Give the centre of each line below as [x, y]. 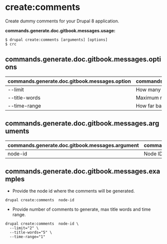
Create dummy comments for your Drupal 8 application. [62, 21]
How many [148, 90]
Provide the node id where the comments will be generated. [74, 191]
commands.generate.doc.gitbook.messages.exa [83, 171]
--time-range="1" [28, 237]
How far [145, 106]
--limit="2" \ [24, 228]
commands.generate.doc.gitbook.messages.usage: [60, 30]
